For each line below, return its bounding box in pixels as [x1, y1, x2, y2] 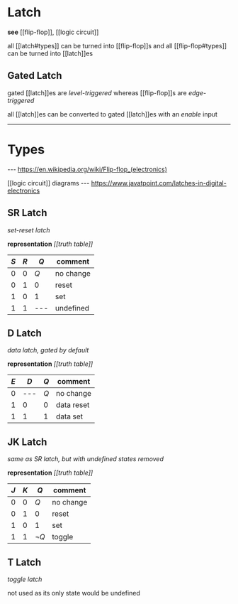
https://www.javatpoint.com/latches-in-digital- [91, 178, 227, 187]
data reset [55, 400, 90, 410]
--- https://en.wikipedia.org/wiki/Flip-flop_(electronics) [7, 165, 168, 173]
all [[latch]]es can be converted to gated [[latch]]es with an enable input [7, 109, 218, 118]
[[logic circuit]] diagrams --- [7, 178, 90, 187]
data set [55, 411, 84, 421]
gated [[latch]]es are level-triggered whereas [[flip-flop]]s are [7, 88, 187, 97]
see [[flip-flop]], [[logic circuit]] [7, 28, 99, 36]
